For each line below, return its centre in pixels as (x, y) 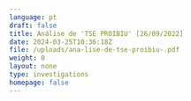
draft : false (33, 25)
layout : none (33, 67)
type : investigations (49, 75)
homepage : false (39, 83)
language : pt (33, 17)
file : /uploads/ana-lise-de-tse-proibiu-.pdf (94, 50)
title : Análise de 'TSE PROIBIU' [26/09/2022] (96, 33)
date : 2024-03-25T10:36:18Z (61, 42)
